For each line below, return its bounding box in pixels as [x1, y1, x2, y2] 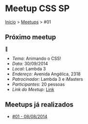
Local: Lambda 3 [12, 66, 46, 71]
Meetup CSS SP [5, 3, 70, 14]
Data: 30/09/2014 [12, 60, 48, 66]
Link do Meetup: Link [12, 86, 54, 92]
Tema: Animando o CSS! [12, 55, 61, 61]
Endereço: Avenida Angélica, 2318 [12, 71, 81, 77]
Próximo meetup [5, 33, 56, 41]
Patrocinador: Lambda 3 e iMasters [12, 76, 84, 82]
